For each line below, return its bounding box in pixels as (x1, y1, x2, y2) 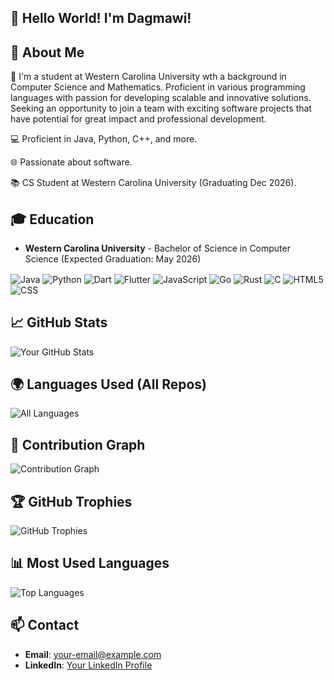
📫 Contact (10, 617, 80, 634)
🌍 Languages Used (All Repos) (10, 376, 207, 393)
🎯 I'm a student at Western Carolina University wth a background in (10, 71, 287, 83)
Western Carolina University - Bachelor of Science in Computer (24, 242, 291, 255)
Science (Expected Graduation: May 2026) (24, 253, 202, 265)
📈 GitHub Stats (10, 314, 108, 331)
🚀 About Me (10, 44, 85, 61)
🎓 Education (10, 211, 95, 228)
